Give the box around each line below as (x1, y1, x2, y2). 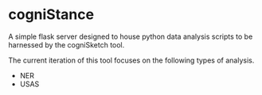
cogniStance (8, 6, 94, 24)
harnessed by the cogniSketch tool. (8, 40, 125, 49)
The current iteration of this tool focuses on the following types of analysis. (8, 55, 255, 65)
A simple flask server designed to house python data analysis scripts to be (8, 32, 253, 41)
